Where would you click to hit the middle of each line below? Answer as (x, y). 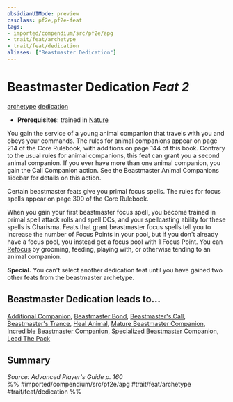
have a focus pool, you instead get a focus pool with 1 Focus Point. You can (115, 242)
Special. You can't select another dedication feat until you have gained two (115, 270)
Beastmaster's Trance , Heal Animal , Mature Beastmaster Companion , (106, 323)
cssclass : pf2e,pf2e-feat (45, 20)
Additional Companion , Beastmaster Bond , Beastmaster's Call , (96, 316)
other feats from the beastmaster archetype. (71, 277)
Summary (29, 361)
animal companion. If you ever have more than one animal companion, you (114, 163)
